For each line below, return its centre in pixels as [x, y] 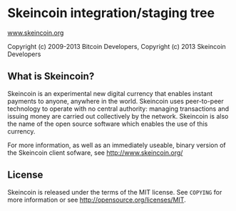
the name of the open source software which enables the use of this [108, 124]
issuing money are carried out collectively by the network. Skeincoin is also [118, 116]
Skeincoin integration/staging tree [111, 13]
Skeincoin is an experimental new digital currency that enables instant [110, 93]
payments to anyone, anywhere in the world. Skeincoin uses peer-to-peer [116, 101]
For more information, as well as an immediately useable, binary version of [117, 145]
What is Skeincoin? [51, 76]
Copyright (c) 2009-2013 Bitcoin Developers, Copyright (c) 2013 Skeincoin [117, 46]
